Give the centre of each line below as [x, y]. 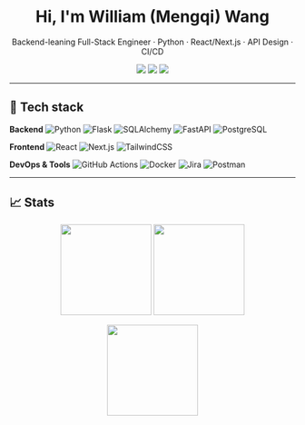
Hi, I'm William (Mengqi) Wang [152, 17]
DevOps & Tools [40, 164]
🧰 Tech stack [47, 108]
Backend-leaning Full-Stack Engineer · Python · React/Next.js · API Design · [152, 42]
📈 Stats [32, 203]
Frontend [27, 146]
